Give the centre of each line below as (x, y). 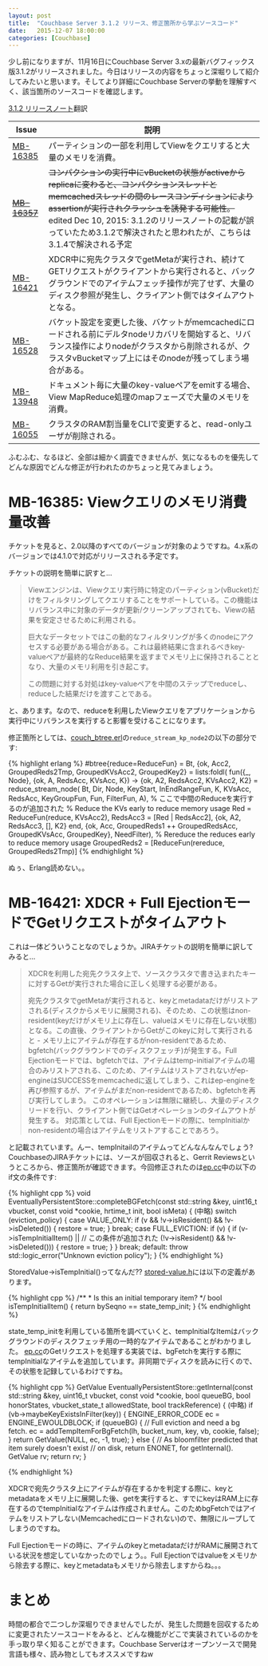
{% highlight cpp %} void (50, 1193)
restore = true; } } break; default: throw (125, 1247)
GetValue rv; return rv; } (47, 1457)
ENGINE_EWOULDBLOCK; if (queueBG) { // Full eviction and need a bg (124, 1423)
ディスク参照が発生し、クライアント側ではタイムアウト (152, 295)
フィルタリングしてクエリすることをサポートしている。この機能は (150, 600)
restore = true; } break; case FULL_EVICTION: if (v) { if (148, 1229)
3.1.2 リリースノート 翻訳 (48, 109)
